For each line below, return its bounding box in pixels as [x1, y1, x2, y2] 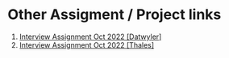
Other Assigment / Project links [7, 6, 222, 24]
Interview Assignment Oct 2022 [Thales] [19, 40, 155, 49]
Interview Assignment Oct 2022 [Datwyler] [19, 32, 162, 41]
